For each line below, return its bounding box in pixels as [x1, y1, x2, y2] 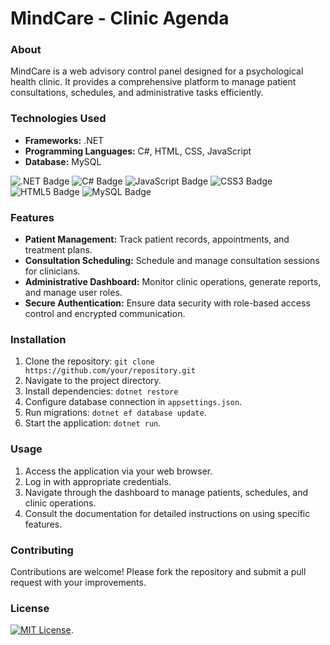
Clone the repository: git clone [24, 355, 155, 367]
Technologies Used [10, 112, 107, 126]
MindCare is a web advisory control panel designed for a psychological [10, 65, 304, 77]
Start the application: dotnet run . [24, 417, 162, 429]
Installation [10, 333, 67, 346]
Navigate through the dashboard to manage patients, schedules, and [24, 486, 308, 498]
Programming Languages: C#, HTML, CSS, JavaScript [24, 145, 252, 157]
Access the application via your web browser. [24, 465, 213, 477]
